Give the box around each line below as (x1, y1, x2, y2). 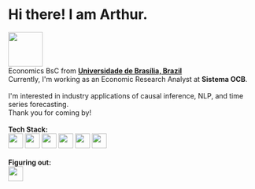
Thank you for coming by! (8, 108, 92, 117)
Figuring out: (8, 157, 52, 167)
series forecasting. (8, 99, 69, 109)
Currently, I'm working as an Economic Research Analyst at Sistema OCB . (8, 74, 248, 83)
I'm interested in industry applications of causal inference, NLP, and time (8, 91, 244, 100)
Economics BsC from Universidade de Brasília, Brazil (8, 65, 183, 76)
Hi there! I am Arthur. (8, 6, 148, 24)
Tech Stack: (8, 124, 49, 134)
